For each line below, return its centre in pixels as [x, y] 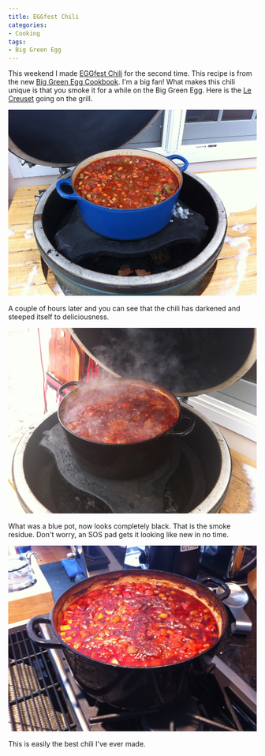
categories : [28, 25]
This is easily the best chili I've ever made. [77, 744]
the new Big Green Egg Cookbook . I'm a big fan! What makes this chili [121, 82]
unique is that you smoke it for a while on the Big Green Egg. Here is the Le [130, 90]
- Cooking [24, 33]
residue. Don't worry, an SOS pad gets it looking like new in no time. [118, 535]
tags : [17, 42]
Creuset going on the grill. [50, 99]
